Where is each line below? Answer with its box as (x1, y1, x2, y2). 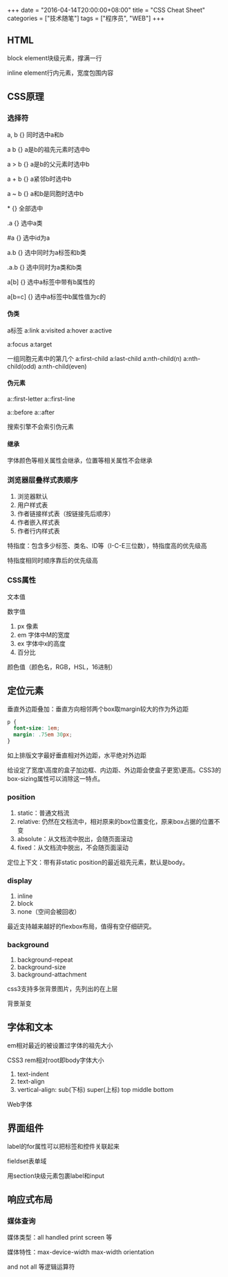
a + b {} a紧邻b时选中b (7, 175, 72, 183)
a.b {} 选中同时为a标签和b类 (7, 248, 86, 256)
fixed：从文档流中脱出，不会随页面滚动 (17, 843, 129, 852)
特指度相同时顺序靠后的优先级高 (7, 556, 98, 565)
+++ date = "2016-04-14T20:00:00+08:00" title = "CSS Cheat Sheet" (7, 6, 206, 14)
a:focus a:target (7, 340, 53, 349)
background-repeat (17, 955, 73, 964)
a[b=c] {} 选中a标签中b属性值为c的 (7, 292, 106, 301)
